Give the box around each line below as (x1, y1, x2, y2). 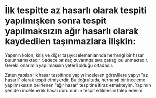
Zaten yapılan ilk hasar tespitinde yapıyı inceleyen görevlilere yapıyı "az (5, 72, 148, 78)
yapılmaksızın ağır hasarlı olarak (5, 26, 139, 37)
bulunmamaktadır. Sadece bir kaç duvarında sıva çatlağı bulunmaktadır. (5, 57, 149, 63)
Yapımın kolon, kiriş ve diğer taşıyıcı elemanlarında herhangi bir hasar (5, 52, 144, 58)
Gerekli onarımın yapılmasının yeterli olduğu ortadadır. (5, 62, 114, 68)
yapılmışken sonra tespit (5, 15, 107, 26)
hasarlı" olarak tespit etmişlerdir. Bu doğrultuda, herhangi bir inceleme (5, 77, 146, 83)
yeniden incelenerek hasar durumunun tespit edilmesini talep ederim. (5, 87, 144, 93)
